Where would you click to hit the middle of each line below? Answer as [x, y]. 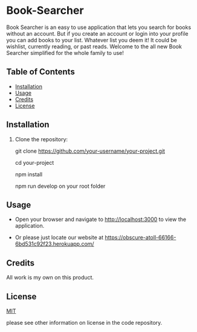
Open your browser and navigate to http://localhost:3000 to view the [100, 219]
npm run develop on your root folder [60, 186]
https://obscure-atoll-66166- [140, 238]
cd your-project [34, 162]
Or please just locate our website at [59, 238]
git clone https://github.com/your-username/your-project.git [90, 151]
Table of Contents [41, 72]
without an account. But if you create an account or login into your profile [97, 33]
